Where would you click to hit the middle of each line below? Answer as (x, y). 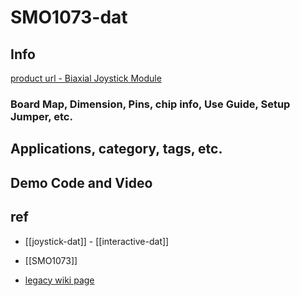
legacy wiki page (59, 280)
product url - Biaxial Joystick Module (86, 78)
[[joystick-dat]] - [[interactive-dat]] (97, 241)
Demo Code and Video (81, 182)
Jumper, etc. (41, 116)
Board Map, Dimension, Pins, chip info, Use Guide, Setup (150, 104)
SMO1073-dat (69, 17)
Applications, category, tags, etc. (116, 149)
